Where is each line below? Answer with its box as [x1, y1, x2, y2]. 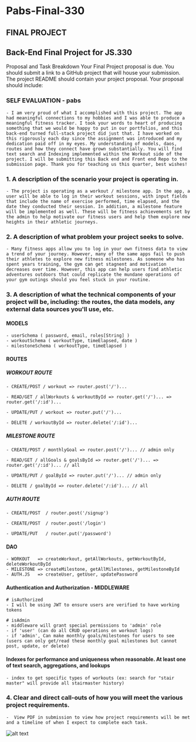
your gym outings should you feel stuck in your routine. [6, 277, 151, 283]
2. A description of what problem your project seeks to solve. [6, 232, 184, 240]
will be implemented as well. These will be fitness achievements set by [6, 209, 191, 215]
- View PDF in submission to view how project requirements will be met [6, 714, 191, 720]
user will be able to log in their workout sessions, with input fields [6, 193, 188, 199]
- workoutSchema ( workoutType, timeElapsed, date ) [6, 338, 138, 344]
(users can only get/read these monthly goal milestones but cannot [6, 638, 177, 644]
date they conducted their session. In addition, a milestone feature [6, 203, 183, 209]
